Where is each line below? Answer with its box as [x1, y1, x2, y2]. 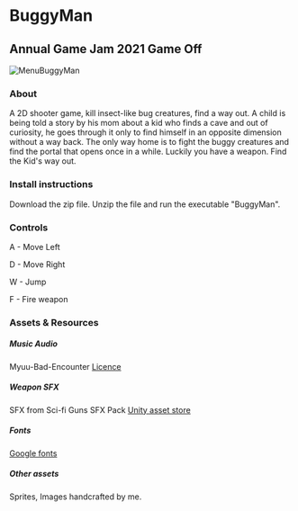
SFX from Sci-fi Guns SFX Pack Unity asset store [9, 404, 191, 415]
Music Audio [9, 338, 59, 349]
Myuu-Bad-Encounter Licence [9, 361, 122, 372]
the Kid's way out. [9, 156, 77, 166]
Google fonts [9, 447, 58, 459]
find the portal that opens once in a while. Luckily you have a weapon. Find [9, 146, 287, 157]
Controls [9, 221, 49, 234]
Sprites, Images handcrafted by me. [9, 491, 142, 502]
